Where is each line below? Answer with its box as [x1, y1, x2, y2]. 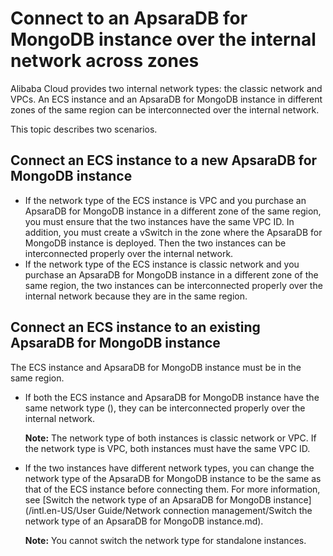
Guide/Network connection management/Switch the [98, 504, 313, 516]
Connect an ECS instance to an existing [10, 319, 261, 336]
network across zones [10, 50, 200, 72]
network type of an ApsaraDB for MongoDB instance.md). [24, 515, 264, 527]
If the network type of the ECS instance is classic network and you [24, 258, 300, 270]
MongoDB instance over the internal [10, 28, 317, 51]
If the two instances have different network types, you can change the [24, 462, 315, 474]
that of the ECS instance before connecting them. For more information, [24, 483, 321, 495]
